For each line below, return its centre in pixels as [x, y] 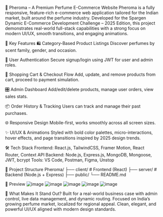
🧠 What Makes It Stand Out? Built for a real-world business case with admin [81, 194]
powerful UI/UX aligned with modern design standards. [61, 209]
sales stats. [16, 96]
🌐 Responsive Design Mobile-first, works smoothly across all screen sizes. [80, 123]
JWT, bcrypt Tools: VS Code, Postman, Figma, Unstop [60, 160]
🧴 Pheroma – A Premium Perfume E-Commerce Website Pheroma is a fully [80, 8]
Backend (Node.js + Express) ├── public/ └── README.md [66, 174]
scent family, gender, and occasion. [41, 50]
